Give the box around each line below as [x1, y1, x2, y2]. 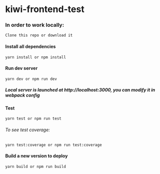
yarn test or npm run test [5, 116, 62, 121]
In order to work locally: [5, 22, 64, 29]
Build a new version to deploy [5, 153, 68, 159]
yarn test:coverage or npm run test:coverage [5, 142, 102, 147]
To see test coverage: [5, 127, 50, 133]
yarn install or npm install [5, 54, 66, 60]
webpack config [5, 92, 40, 99]
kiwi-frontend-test [5, 4, 85, 15]
